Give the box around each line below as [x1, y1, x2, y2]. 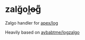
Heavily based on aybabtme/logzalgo [5, 29, 80, 35]
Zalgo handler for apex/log [5, 20, 58, 26]
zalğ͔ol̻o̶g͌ [5, 4, 41, 15]
